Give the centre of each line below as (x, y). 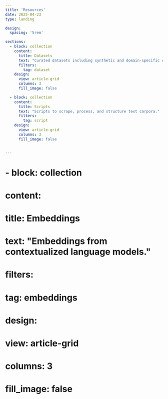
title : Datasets (35, 55)
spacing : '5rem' (26, 33)
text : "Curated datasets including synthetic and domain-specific (89, 60)
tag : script (36, 120)
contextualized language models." (78, 252)
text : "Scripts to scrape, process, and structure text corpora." (89, 111)
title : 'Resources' (25, 10)
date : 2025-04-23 (23, 14)
